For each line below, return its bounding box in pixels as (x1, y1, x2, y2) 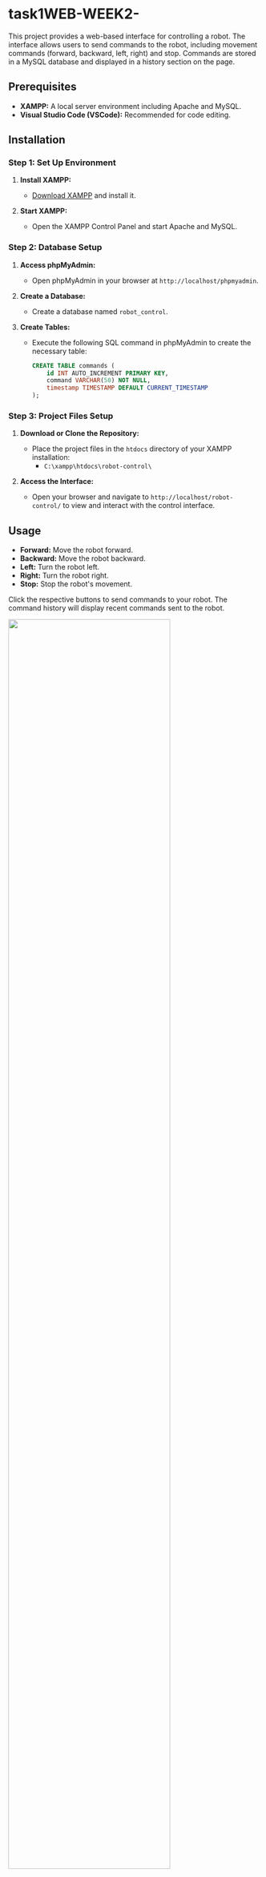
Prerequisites (8, 80, 77, 94)
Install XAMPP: (19, 175, 72, 185)
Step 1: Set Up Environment (8, 157, 116, 168)
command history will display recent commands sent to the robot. (8, 603, 225, 613)
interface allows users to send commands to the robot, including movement (8, 39, 258, 49)
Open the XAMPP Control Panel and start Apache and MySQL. (31, 222, 238, 232)
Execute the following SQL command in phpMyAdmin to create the (31, 337, 252, 347)
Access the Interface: (19, 477, 94, 486)
